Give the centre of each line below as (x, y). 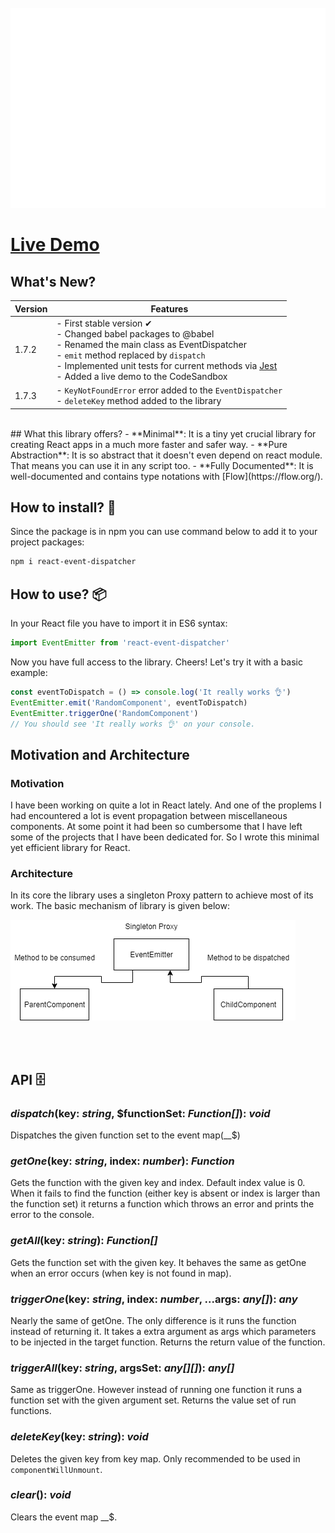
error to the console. (52, 1215)
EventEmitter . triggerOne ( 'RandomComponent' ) (104, 713)
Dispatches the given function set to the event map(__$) (125, 1135)
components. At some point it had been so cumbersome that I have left (156, 827)
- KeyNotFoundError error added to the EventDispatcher (169, 390)
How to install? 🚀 (63, 507)
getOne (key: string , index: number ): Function (122, 1161)
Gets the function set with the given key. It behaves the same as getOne (158, 1262)
